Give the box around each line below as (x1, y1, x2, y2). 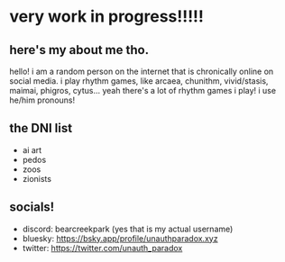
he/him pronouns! (9, 95, 75, 105)
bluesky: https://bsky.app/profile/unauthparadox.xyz (22, 232, 218, 244)
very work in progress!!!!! (9, 6, 205, 27)
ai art (22, 144, 42, 155)
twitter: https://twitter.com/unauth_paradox (22, 242, 183, 253)
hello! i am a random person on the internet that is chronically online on (9, 66, 274, 77)
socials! (9, 200, 55, 215)
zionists (22, 173, 52, 184)
